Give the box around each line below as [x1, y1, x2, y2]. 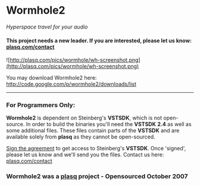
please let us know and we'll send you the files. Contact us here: [6, 151, 164, 158]
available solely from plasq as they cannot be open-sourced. [6, 133, 156, 140]
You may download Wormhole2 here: [6, 74, 97, 81]
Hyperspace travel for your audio [6, 23, 88, 30]
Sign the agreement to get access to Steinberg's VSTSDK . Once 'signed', [6, 145, 186, 152]
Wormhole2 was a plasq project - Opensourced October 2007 [6, 172, 188, 181]
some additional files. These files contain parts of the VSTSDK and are [6, 127, 180, 134]
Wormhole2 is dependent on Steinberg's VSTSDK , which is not [6, 114, 162, 122]
